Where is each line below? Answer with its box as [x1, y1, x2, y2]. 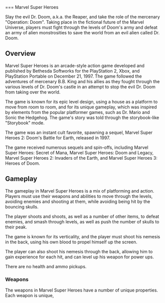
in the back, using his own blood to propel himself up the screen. [5, 239, 138, 245]
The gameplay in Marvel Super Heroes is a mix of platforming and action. [5, 188, 155, 194]
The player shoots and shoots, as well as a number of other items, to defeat [5, 213, 160, 219]
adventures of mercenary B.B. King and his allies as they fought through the [5, 78, 160, 84]
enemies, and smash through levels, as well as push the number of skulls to [5, 218, 160, 224]
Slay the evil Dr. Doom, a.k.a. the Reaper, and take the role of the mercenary [5, 14, 160, 19]
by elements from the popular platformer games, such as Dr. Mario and [5, 109, 150, 115]
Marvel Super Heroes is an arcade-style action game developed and [5, 62, 145, 69]
